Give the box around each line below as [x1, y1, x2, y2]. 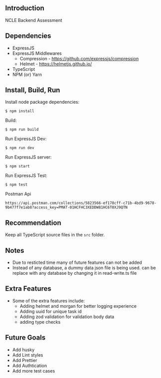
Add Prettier [12, 357, 37, 363]
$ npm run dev [5, 146, 35, 151]
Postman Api [5, 191, 31, 197]
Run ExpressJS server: [5, 154, 52, 160]
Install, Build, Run [5, 86, 61, 94]
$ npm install [5, 109, 35, 114]
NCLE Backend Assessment [5, 17, 63, 23]
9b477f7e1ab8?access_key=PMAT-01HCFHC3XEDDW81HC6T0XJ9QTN [5, 205, 128, 210]
